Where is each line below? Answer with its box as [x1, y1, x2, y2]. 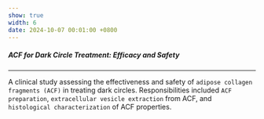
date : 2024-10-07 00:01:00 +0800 [8, 26, 118, 34]
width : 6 [8, 19, 37, 27]
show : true [8, 11, 44, 20]
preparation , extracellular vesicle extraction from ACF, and [8, 94, 212, 103]
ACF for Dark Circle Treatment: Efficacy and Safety [8, 50, 180, 59]
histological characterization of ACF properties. [8, 103, 172, 112]
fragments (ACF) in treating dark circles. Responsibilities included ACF [8, 85, 232, 95]
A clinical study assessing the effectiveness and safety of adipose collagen [8, 78, 253, 87]
